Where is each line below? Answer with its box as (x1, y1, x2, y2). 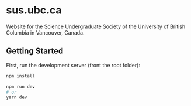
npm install (6, 73, 35, 79)
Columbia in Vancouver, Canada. (6, 29, 85, 36)
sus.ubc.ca (6, 4, 62, 17)
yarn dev (6, 94, 27, 100)
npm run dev (6, 83, 35, 90)
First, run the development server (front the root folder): (6, 61, 140, 69)
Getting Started (6, 46, 64, 56)
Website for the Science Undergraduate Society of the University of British (6, 23, 186, 30)
